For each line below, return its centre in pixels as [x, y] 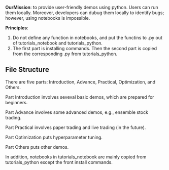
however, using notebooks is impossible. [48, 18]
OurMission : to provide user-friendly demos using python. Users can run [82, 7]
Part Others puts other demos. [37, 147]
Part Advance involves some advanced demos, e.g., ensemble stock [77, 112]
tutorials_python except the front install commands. [59, 162]
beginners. [16, 102]
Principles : [17, 28]
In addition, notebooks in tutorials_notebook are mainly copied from [76, 157]
